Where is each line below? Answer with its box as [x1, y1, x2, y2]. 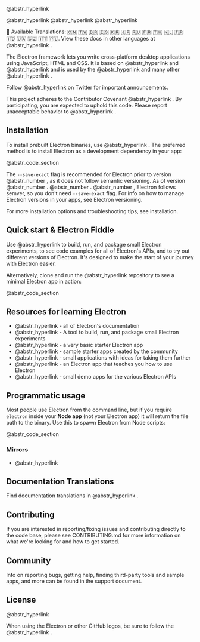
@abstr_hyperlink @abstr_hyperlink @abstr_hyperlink [6, 17, 138, 23]
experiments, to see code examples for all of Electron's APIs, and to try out [6, 247, 190, 254]
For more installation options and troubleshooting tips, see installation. [6, 207, 179, 214]
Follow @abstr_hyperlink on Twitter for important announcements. [6, 84, 168, 91]
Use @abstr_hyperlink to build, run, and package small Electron [6, 241, 162, 248]
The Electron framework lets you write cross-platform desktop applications [6, 53, 190, 60]
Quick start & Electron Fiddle [6, 225, 114, 235]
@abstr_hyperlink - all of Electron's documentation [14, 322, 140, 330]
